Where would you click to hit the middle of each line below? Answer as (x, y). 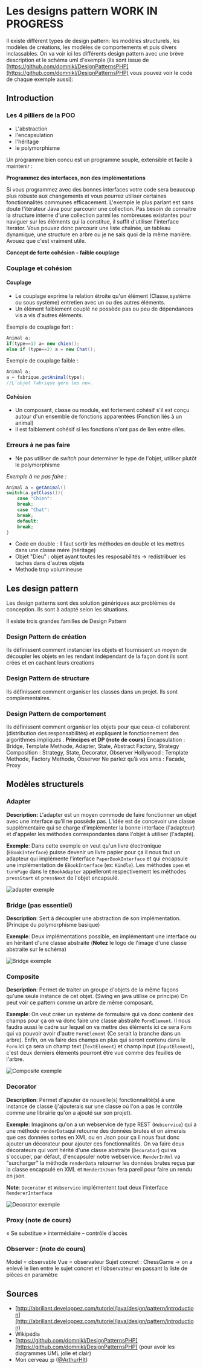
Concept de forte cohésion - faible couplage (63, 253)
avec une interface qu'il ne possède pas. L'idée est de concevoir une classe (101, 821)
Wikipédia (27, 1334)
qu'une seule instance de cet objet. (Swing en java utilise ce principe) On (97, 996)
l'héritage (27, 141)
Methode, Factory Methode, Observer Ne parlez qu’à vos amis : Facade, (96, 759)
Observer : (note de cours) (46, 1249)
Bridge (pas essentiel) (39, 905)
